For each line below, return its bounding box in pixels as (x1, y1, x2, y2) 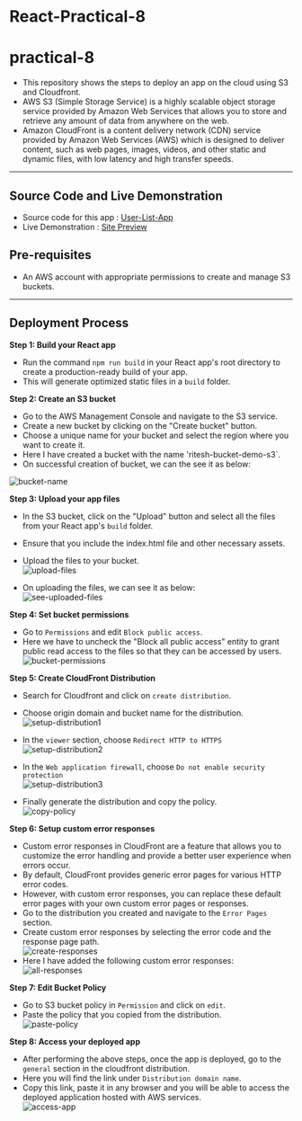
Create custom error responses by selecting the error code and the (22, 926, 271, 937)
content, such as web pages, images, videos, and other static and (22, 144, 267, 155)
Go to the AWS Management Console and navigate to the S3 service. (22, 411, 279, 422)
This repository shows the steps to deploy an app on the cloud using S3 (22, 77, 289, 88)
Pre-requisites (9, 247, 92, 262)
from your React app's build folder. (22, 520, 154, 531)
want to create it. (22, 439, 85, 450)
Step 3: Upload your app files (9, 493, 120, 504)
